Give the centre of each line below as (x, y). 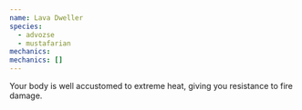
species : (26, 26)
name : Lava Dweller (47, 18)
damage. (26, 95)
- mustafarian (44, 43)
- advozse (36, 35)
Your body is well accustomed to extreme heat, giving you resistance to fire (151, 86)
